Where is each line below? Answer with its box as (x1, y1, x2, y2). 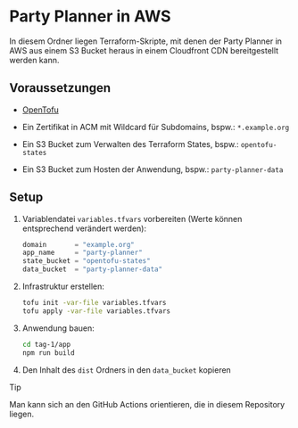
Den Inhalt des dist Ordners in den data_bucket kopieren (21, 364, 232, 375)
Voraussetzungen (9, 80, 112, 95)
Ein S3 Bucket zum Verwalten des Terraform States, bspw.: (21, 138, 239, 149)
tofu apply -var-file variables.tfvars (21, 306, 171, 316)
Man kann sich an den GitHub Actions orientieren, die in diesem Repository (9, 399, 286, 409)
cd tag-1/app (21, 340, 71, 349)
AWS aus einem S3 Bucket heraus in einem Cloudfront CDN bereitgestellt (9, 45, 279, 55)
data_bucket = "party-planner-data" (21, 265, 163, 274)
